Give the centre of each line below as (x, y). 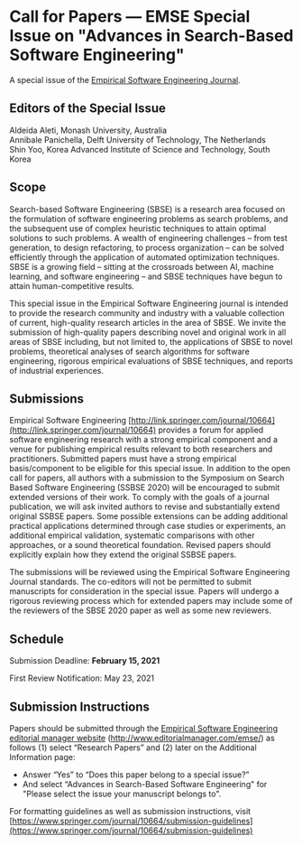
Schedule (37, 639)
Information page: (42, 757)
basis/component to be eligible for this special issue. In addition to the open (150, 469)
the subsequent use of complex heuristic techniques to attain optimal (138, 228)
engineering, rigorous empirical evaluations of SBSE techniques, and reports (151, 361)
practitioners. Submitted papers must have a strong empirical (123, 459)
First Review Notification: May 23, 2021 (82, 678)
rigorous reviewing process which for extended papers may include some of (151, 601)
